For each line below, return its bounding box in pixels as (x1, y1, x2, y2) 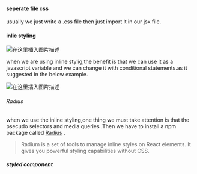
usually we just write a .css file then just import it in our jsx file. (6, 18, 162, 25)
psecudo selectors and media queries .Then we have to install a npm (6, 122, 177, 129)
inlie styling (6, 32, 36, 39)
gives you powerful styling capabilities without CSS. (20, 147, 150, 154)
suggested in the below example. (6, 71, 88, 78)
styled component (6, 161, 53, 168)
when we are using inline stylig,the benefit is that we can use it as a (6, 58, 174, 66)
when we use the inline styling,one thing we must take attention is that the (6, 116, 190, 123)
